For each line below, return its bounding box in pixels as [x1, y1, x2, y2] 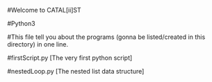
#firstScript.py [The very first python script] [7, 54, 133, 62]
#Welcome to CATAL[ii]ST [7, 6, 81, 14]
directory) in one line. [7, 40, 69, 48]
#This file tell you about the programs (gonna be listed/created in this [7, 33, 206, 41]
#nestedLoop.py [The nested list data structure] [7, 67, 145, 75]
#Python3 [7, 19, 36, 27]
